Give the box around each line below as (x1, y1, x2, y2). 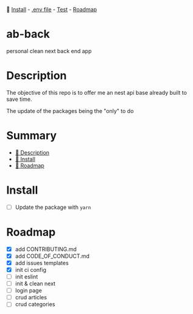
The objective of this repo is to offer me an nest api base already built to (6, 89, 188, 96)
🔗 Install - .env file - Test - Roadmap (6, 6, 97, 13)
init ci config (15, 266, 47, 273)
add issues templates (15, 259, 69, 266)
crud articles (15, 294, 47, 301)
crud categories (15, 301, 55, 308)
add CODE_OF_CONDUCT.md (15, 252, 89, 260)
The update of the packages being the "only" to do (6, 107, 134, 114)
